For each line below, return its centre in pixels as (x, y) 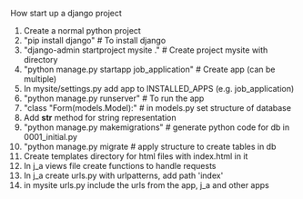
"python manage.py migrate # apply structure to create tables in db (150, 146)
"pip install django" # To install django (95, 40)
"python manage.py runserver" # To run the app (114, 98)
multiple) (40, 79)
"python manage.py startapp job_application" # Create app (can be (149, 69)
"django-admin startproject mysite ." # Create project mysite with (146, 50)
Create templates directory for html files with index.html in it (136, 156)
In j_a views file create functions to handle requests (120, 166)
